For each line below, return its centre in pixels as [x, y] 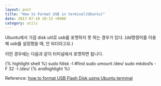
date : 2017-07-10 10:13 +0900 [36, 18]
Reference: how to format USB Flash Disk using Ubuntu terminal [69, 78]
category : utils [21, 23]
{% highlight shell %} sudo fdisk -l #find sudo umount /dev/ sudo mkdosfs [79, 64]
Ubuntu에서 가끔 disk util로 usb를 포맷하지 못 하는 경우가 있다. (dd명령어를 [76, 37]
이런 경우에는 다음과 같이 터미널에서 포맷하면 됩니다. [54, 54]
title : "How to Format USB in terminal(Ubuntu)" [55, 14]
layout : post [18, 9]
